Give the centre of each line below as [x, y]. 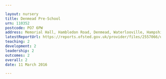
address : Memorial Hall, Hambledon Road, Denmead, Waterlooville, [75, 33]
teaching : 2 [17, 42]
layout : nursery [22, 14]
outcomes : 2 [17, 55]
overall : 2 [16, 60]
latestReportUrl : [23, 37]
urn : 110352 [17, 23]
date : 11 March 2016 [26, 65]
